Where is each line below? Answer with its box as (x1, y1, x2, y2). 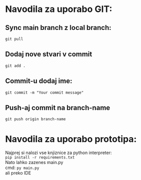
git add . (5, 63, 26, 68)
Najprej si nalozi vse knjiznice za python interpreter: (5, 150, 112, 156)
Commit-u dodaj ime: (5, 77, 72, 85)
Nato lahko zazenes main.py (5, 160, 63, 166)
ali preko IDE (5, 170, 31, 176)
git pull (5, 36, 23, 41)
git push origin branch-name (5, 117, 66, 122)
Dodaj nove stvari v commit (5, 50, 92, 58)
